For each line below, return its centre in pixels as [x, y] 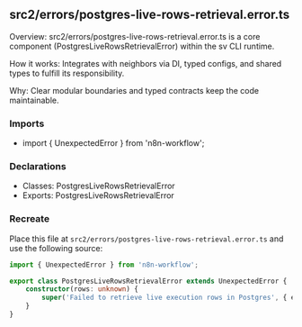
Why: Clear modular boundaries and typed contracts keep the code [134, 90]
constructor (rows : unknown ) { [82, 289]
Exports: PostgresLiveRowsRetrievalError [98, 195]
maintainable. [34, 100]
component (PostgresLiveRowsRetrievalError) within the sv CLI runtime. [142, 46]
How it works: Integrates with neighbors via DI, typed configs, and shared [146, 63]
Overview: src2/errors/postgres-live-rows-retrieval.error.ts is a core [135, 36]
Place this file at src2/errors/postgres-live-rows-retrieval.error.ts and [147, 239]
